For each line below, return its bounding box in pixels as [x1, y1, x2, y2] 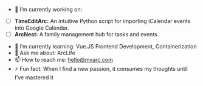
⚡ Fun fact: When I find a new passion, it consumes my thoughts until [14, 65, 188, 73]
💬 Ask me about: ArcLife [14, 49, 75, 57]
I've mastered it [14, 74, 54, 81]
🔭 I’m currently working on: [14, 6, 83, 13]
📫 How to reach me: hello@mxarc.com [14, 56, 113, 64]
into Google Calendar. [14, 24, 69, 31]
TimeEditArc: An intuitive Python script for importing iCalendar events [14, 18, 191, 24]
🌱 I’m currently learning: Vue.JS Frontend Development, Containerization [14, 43, 197, 50]
